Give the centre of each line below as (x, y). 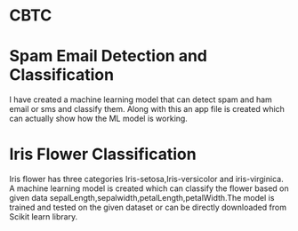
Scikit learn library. (44, 217)
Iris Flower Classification (103, 154)
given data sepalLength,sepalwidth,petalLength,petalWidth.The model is (142, 198)
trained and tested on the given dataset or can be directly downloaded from (148, 207)
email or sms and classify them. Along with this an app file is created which (147, 109)
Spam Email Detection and (108, 56)
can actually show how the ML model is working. (99, 119)
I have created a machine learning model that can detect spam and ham (141, 100)
